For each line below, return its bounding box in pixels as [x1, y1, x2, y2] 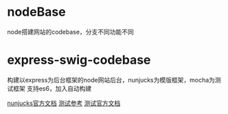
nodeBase [7, 4, 67, 20]
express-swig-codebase [7, 52, 151, 68]
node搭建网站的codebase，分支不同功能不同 [7, 27, 134, 36]
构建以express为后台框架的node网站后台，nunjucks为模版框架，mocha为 [7, 76, 215, 84]
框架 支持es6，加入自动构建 [12, 84, 92, 93]
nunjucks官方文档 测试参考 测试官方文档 [7, 99, 121, 107]
